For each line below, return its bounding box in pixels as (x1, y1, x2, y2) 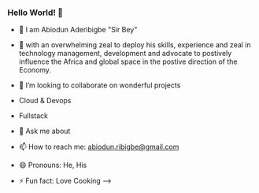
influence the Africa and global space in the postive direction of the (18, 57, 238, 66)
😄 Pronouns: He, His (18, 161, 87, 170)
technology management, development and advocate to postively (18, 49, 232, 58)
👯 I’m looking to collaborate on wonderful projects (18, 80, 181, 90)
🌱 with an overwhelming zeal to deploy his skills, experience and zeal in (18, 40, 251, 50)
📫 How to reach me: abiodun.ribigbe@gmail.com (18, 142, 179, 152)
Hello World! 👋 (7, 7, 64, 18)
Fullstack (18, 111, 49, 121)
